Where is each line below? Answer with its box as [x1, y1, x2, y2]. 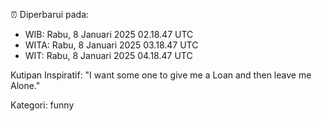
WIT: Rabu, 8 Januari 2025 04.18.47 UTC [24, 50, 193, 61]
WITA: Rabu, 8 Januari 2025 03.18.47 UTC [24, 39, 199, 51]
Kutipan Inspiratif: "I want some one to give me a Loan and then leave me [10, 69, 312, 81]
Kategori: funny [10, 99, 75, 111]
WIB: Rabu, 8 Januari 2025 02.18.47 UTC [24, 29, 194, 40]
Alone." [10, 80, 41, 91]
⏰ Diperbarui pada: [10, 9, 90, 20]
